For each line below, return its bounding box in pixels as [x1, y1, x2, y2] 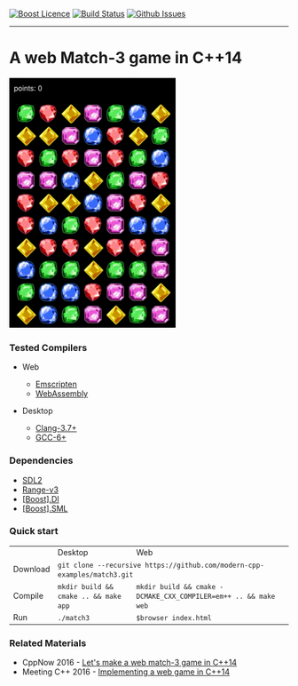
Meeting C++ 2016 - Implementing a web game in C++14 [21, 666, 231, 677]
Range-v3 [21, 484, 59, 495]
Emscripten [35, 379, 77, 390]
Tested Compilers [9, 341, 88, 354]
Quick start [9, 525, 59, 538]
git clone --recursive [57, 561, 142, 570]
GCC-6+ [35, 432, 67, 443]
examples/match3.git [57, 570, 134, 579]
